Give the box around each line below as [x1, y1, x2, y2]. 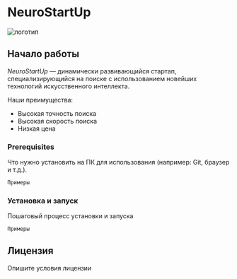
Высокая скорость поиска [17, 117, 98, 125]
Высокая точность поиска [17, 109, 97, 117]
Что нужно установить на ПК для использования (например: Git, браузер [7, 158, 230, 167]
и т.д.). [7, 165, 27, 174]
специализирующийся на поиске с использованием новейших [7, 74, 197, 83]
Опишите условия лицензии [7, 263, 92, 272]
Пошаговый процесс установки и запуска [7, 212, 134, 220]
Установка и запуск [7, 196, 79, 206]
